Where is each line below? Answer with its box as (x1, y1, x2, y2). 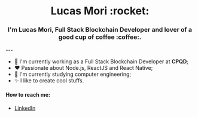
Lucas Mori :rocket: (50, 4, 150, 18)
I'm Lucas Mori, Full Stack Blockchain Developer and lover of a (7, 26, 193, 34)
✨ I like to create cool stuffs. (14, 77, 84, 84)
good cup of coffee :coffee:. (58, 33, 142, 41)
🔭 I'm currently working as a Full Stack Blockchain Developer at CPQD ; (14, 58, 189, 65)
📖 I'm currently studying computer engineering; (14, 70, 132, 78)
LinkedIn (14, 104, 36, 112)
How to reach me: (5, 91, 50, 98)
